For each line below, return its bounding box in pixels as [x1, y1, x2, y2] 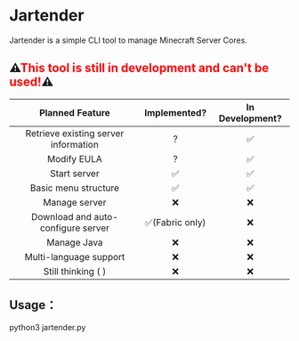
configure [39, 222, 81, 234]
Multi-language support [24, 250, 125, 263]
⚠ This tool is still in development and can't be [9, 61, 270, 76]
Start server [50, 166, 100, 179]
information [50, 138, 100, 150]
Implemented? [143, 106, 207, 118]
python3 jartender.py [9, 321, 86, 332]
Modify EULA [47, 152, 102, 165]
